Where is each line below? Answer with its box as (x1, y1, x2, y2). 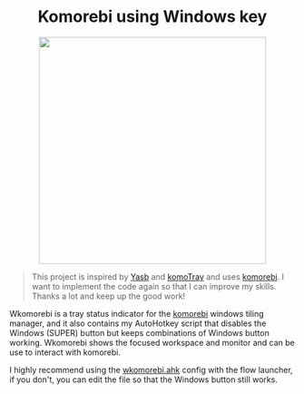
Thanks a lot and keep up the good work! (31, 291, 186, 301)
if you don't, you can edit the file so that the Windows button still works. (9, 374, 279, 385)
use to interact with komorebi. (9, 347, 121, 358)
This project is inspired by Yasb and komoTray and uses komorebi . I (31, 271, 284, 282)
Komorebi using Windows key (37, 6, 268, 27)
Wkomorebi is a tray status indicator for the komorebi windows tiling (9, 308, 264, 319)
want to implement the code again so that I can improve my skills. (31, 281, 277, 291)
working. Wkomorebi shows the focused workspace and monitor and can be (9, 337, 295, 348)
